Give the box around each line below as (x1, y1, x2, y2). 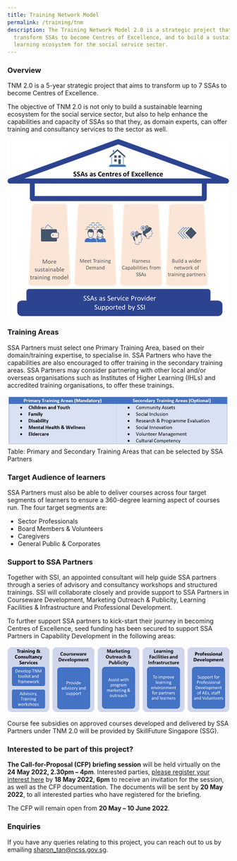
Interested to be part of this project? (7, 744, 134, 754)
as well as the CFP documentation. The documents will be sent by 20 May (7, 783, 224, 791)
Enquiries (7, 821, 41, 831)
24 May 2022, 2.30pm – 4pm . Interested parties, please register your (7, 768, 210, 776)
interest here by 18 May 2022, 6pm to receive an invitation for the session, (7, 776, 224, 784)
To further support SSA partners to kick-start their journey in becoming (7, 617, 214, 625)
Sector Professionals (17, 517, 78, 525)
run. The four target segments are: (7, 504, 108, 512)
